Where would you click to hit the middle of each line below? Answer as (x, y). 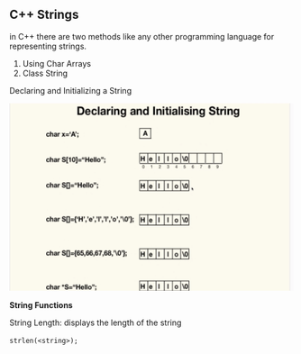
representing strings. (48, 46)
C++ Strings (44, 15)
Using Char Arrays (57, 63)
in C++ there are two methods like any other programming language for (142, 36)
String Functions (41, 305)
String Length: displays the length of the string (96, 322)
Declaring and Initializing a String (71, 90)
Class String (45, 73)
